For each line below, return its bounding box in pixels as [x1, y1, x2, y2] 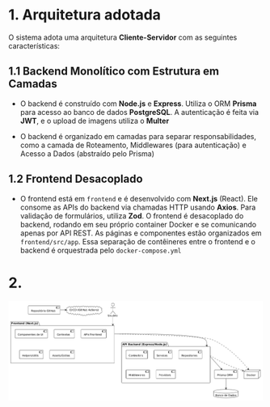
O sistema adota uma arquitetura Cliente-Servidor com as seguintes [8, 32, 238, 42]
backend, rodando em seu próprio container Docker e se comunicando [19, 219, 257, 229]
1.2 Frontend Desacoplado [8, 172, 143, 186]
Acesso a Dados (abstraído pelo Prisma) [19, 148, 155, 159]
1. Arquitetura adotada [8, 6, 162, 24]
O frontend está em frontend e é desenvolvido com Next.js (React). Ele [19, 193, 259, 203]
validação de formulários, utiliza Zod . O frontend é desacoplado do [19, 210, 244, 220]
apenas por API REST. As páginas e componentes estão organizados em [19, 228, 262, 238]
